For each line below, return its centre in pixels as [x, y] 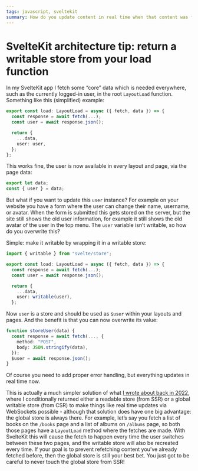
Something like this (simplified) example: [55, 100]
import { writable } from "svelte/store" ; [59, 254]
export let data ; [27, 183]
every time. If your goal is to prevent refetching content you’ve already [92, 449]
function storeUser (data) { [41, 331]
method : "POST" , [37, 342]
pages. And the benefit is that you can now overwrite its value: [82, 320]
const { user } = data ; [35, 189]
